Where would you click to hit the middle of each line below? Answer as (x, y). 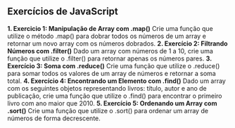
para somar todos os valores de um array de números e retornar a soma (112, 73)
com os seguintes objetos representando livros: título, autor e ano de (107, 88)
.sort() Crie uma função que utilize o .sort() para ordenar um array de (108, 110)
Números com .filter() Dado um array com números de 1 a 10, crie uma (110, 51)
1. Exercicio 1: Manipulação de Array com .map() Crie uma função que (110, 28)
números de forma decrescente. (54, 118)
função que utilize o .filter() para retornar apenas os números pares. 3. (110, 58)
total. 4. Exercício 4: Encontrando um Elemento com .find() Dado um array (117, 81)
